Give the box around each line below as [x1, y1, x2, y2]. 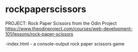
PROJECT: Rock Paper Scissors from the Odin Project [5, 20, 117, 26]
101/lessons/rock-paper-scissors [5, 31, 73, 37]
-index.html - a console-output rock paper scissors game [5, 40, 125, 46]
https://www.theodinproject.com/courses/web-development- [5, 25, 133, 31]
